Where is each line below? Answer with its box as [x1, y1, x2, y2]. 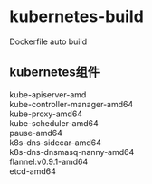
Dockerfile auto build [9, 36, 88, 47]
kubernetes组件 [9, 65, 100, 80]
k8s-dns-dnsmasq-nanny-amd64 [9, 146, 135, 157]
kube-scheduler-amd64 [9, 117, 99, 128]
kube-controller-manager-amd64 [9, 98, 134, 109]
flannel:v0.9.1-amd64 [9, 156, 89, 167]
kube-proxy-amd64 [9, 108, 83, 119]
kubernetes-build [9, 6, 145, 27]
